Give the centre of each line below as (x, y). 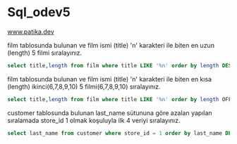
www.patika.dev (31, 32)
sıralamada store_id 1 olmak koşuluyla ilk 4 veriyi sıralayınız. (94, 120)
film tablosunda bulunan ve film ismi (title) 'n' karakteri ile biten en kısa (110, 79)
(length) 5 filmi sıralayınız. (45, 53)
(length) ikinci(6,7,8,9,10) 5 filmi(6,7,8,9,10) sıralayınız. (84, 86)
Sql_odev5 (39, 12)
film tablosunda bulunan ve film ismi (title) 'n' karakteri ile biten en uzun (111, 45)
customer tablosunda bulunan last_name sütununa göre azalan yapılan (110, 112)
